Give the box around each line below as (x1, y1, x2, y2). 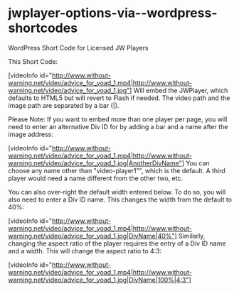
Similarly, (178, 231, 206, 240)
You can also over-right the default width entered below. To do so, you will (8, 187, 226, 196)
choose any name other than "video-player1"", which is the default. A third (8, 166, 226, 175)
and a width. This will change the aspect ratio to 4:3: (8, 246, 162, 255)
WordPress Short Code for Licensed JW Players (8, 43, 149, 52)
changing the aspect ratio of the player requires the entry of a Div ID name (8, 239, 226, 248)
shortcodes (8, 20, 78, 36)
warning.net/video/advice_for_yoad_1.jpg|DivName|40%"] (8, 231, 177, 240)
